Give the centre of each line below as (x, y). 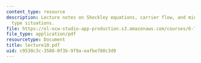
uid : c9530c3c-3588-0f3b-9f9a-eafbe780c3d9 (61, 51)
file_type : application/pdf (41, 34)
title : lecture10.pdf (33, 46)
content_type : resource (36, 12)
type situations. (33, 23)
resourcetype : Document (36, 40)
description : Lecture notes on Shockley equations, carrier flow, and (96, 17)
